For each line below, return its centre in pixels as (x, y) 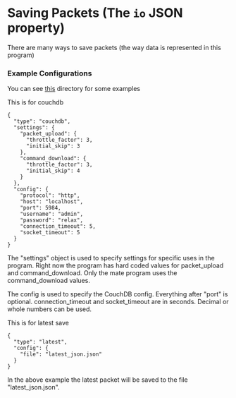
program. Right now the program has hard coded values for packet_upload (116, 265)
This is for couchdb (36, 102)
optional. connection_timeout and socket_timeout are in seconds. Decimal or (118, 302)
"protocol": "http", (50, 195)
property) (36, 28)
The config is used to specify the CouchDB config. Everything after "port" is (118, 294)
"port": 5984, (41, 208)
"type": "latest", (41, 342)
